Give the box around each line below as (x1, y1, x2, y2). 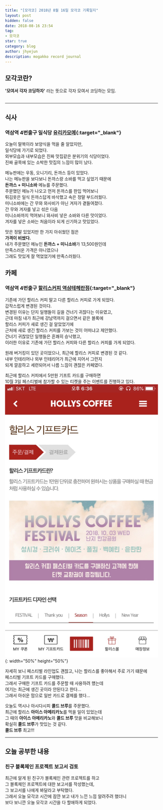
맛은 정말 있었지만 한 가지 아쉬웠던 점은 (5, 229, 79, 235)
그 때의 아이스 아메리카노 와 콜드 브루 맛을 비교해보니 (5, 715, 103, 721)
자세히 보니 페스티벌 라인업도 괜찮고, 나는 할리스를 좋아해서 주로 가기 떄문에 (5, 668, 147, 674)
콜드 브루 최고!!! (5, 727, 35, 733)
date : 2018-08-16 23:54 (5, 23, 53, 28)
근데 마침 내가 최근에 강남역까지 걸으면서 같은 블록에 (5, 315, 103, 321)
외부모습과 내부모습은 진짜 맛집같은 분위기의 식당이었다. (5, 154, 110, 159)
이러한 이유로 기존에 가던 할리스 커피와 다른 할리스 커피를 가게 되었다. (5, 339, 136, 345)
